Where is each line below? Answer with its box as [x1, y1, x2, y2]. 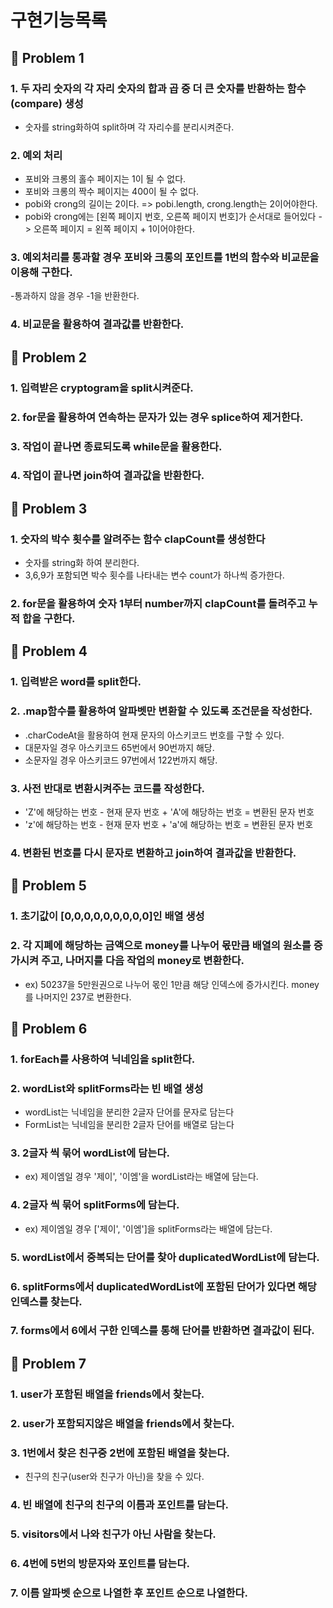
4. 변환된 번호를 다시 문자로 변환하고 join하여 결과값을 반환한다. [10, 846, 297, 860]
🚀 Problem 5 [10, 877, 87, 895]
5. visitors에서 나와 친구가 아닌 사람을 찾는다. [10, 1527, 217, 1541]
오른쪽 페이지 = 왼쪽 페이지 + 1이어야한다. [33, 223, 195, 235]
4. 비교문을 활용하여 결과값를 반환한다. [10, 317, 185, 331]
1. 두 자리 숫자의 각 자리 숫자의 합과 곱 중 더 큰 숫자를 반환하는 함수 [10, 81, 307, 95]
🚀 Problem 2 [10, 349, 88, 366]
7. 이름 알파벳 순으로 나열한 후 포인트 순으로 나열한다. [10, 1586, 248, 1600]
